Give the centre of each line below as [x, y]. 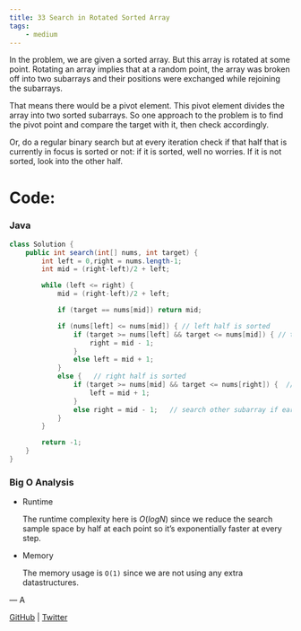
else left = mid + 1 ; [113, 360]
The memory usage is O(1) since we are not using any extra [133, 573]
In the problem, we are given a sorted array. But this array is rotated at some [150, 60]
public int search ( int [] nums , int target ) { [112, 252]
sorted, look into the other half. [66, 162]
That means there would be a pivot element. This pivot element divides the [147, 106]
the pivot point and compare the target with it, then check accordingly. [139, 125]
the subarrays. [36, 88]
